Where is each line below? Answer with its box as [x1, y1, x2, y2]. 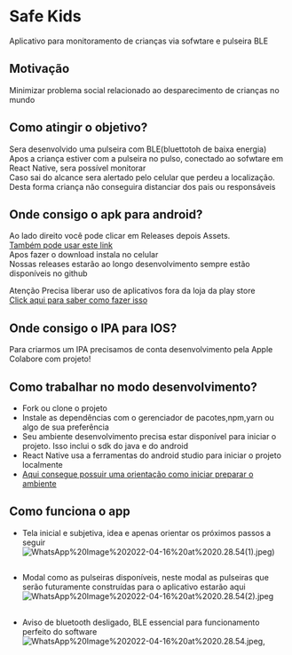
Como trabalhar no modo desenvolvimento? [9, 379, 257, 394]
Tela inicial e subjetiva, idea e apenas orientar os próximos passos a [21, 527, 272, 538]
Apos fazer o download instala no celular [9, 249, 159, 260]
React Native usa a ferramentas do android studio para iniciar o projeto [21, 450, 282, 461]
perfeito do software [21, 626, 98, 636]
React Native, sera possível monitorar [9, 162, 146, 173]
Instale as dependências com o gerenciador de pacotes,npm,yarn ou [21, 413, 275, 422]
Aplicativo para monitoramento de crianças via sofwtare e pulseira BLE [9, 36, 269, 46]
